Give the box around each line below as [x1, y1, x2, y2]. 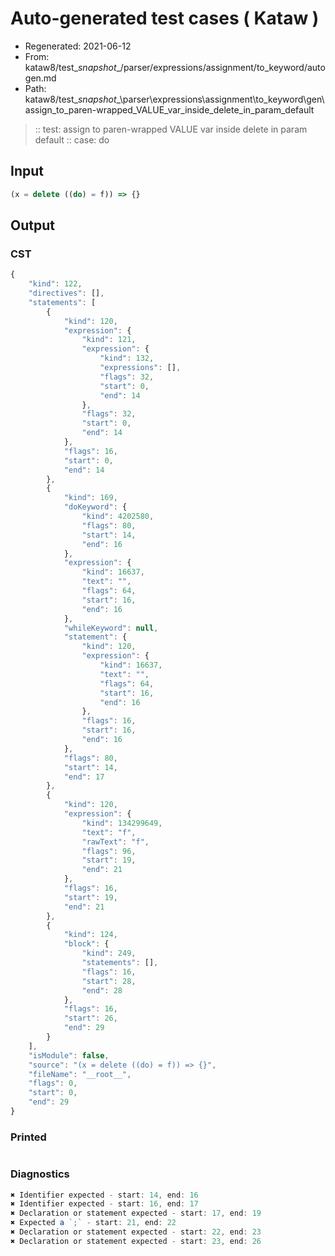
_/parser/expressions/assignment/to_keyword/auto [116, 61, 326, 73]
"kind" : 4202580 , [81, 512, 155, 522]
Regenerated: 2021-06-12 [24, 40, 132, 52]
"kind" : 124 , [63, 930, 118, 940]
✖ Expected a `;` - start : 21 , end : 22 [10, 1218, 177, 1228]
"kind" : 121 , [81, 335, 137, 345]
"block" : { [63, 939, 110, 949]
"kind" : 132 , [99, 353, 155, 364]
